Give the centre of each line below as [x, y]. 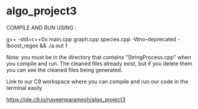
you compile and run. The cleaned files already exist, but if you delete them [100, 63]
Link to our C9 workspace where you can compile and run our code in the [97, 81]
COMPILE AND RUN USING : [41, 28]
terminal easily [24, 87]
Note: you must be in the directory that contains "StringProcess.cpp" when [99, 57]
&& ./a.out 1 [53, 46]
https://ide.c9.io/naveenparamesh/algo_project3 [66, 99]
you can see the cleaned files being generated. [64, 69]
